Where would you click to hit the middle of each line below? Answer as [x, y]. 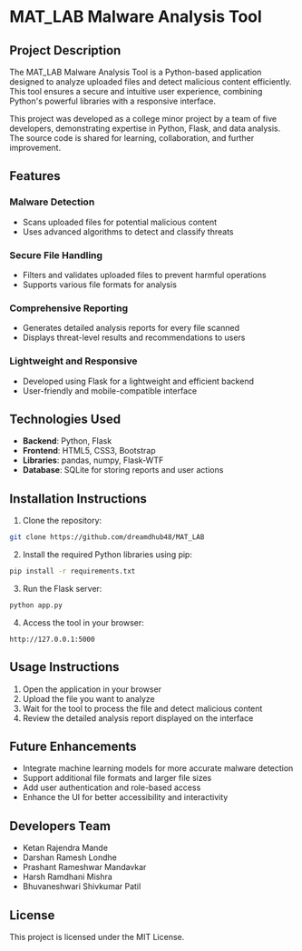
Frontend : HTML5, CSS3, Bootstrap [89, 451]
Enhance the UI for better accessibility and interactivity [125, 797]
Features [35, 176]
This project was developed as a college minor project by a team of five [143, 119]
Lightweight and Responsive [73, 361]
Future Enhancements [73, 747]
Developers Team [60, 826]
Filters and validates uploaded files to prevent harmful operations [144, 275]
